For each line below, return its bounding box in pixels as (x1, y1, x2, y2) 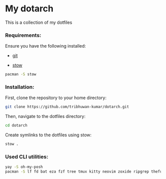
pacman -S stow (5, 72, 37, 77)
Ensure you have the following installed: (5, 43, 86, 49)
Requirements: (5, 32, 41, 39)
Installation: (5, 84, 35, 91)
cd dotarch (5, 123, 28, 128)
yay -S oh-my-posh (5, 165, 43, 170)
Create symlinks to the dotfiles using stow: (5, 132, 92, 138)
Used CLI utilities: (5, 153, 48, 160)
